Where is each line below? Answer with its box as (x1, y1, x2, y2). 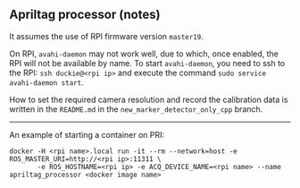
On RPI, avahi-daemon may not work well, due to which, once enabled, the (9, 48, 279, 59)
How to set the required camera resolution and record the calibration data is (9, 94, 288, 105)
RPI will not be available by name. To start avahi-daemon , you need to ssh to (9, 57, 286, 68)
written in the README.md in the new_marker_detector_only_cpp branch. (9, 103, 263, 115)
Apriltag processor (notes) (9, 7, 161, 22)
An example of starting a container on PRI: (9, 129, 165, 140)
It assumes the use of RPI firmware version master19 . (9, 30, 204, 41)
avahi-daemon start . (9, 76, 84, 88)
